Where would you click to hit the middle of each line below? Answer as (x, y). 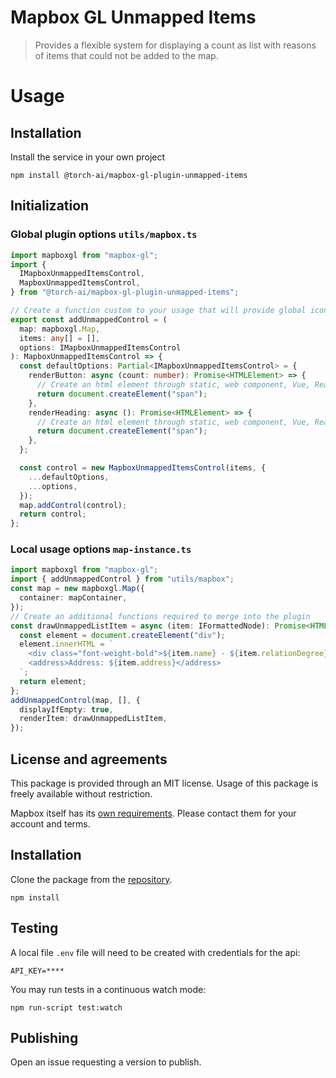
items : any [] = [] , (60, 338)
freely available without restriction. (81, 793)
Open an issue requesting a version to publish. (106, 1062)
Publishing (44, 1038)
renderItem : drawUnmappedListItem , (93, 719)
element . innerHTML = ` (66, 644)
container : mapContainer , (73, 598)
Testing (34, 928)
